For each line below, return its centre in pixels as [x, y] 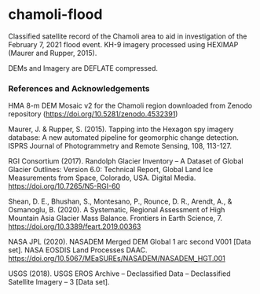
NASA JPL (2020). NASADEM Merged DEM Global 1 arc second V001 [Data [130, 242]
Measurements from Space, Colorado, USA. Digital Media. [102, 178]
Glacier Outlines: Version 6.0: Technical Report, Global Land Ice [111, 170]
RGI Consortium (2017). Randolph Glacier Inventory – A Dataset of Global [126, 161]
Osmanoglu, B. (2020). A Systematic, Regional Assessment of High [117, 210]
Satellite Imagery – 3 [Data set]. [59, 282]
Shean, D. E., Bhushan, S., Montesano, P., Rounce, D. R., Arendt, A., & [120, 201]
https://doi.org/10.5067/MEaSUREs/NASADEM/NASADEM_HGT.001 [117, 259]
